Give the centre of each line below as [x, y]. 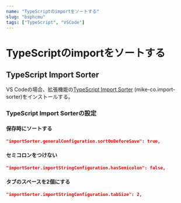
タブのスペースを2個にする [38, 182]
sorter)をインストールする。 [40, 97]
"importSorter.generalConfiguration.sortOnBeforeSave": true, [83, 141]
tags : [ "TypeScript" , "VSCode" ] [45, 22]
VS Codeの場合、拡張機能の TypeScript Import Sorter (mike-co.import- [91, 90]
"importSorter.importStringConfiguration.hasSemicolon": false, [86, 168]
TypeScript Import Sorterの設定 [51, 113]
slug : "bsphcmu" [26, 17]
